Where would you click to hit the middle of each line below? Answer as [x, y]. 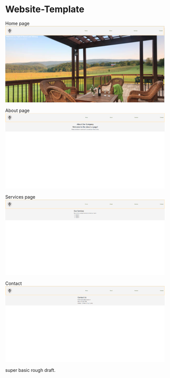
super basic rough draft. [30, 370]
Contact [13, 283]
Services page [20, 197]
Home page [17, 23]
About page [17, 110]
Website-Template [45, 9]
